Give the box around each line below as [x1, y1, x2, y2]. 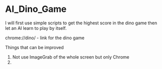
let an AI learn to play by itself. [5, 25, 67, 31]
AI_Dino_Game [5, 3, 67, 15]
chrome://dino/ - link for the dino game [5, 35, 85, 41]
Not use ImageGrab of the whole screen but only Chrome [12, 54, 130, 60]
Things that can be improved [5, 44, 64, 50]
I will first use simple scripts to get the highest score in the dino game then [5, 20, 158, 26]
